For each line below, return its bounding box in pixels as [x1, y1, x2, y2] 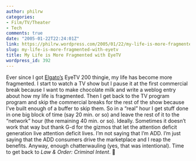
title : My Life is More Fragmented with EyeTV [6, 52, 121, 58]
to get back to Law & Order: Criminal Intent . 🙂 [6, 148, 116, 155]
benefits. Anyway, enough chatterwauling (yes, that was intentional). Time [6, 142, 184, 149]
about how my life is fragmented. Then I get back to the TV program [6, 92, 170, 100]
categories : [6, 14, 35, 20]
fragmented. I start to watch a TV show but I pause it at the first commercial [6, 80, 188, 87]
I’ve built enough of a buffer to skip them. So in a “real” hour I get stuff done [6, 105, 188, 112]
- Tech [6, 25, 22, 31]
